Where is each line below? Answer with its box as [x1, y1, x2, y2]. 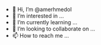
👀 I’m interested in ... [12, 12, 64, 19]
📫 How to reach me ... [12, 32, 69, 39]
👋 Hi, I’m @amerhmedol [12, 6, 72, 13]
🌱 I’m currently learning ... [12, 19, 78, 26]
